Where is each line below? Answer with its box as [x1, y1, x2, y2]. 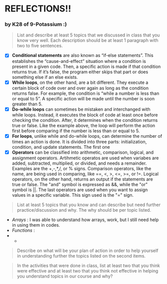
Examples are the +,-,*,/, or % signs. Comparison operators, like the [11, 165, 151, 171]
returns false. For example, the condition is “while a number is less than [11, 90, 159, 96]
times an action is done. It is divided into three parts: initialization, [11, 138, 147, 145]
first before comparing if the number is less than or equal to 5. [11, 128, 140, 134]
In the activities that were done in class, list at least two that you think [16, 263, 160, 269]
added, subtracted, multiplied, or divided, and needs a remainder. [11, 160, 147, 166]
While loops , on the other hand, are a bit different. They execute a [11, 79, 148, 85]
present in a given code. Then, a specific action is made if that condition [11, 63, 161, 69]
